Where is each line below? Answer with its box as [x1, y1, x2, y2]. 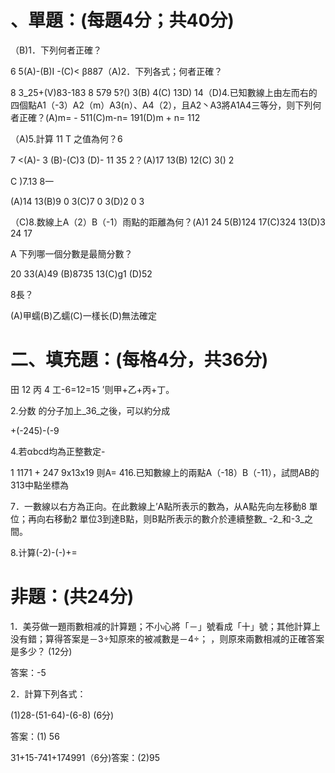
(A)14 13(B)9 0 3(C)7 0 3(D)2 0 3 [10, 195, 145, 207]
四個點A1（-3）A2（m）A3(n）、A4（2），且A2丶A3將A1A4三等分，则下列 [10, 99, 313, 111]
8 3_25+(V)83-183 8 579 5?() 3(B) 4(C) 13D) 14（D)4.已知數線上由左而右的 [10, 86, 318, 98]
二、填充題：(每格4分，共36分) [10, 349, 269, 371]
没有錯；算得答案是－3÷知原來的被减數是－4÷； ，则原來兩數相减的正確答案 [10, 632, 325, 645]
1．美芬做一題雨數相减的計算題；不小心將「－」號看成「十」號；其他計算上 [10, 620, 321, 632]
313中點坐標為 [10, 479, 69, 491]
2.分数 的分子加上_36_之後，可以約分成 [10, 404, 171, 416]
